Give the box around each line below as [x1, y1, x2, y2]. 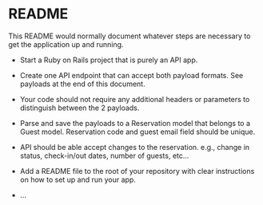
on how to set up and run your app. [19, 175, 136, 184]
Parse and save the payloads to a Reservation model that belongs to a [19, 118, 250, 128]
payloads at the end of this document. [19, 79, 145, 89]
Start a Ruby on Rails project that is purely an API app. [19, 55, 198, 65]
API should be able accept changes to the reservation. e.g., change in [19, 142, 250, 152]
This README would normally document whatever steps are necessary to [8, 31, 251, 41]
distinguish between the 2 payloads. [19, 103, 140, 112]
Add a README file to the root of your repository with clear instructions [19, 166, 255, 175]
